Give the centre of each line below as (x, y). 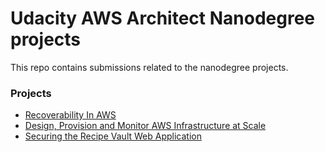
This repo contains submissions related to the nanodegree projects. (149, 67)
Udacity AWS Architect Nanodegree (163, 18)
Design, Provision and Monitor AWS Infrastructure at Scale (145, 126)
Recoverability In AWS (70, 115)
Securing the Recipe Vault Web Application (113, 136)
